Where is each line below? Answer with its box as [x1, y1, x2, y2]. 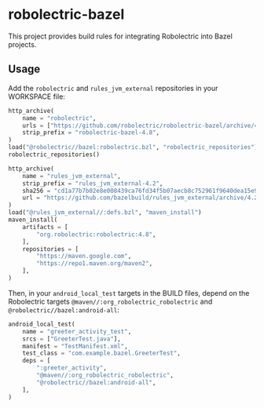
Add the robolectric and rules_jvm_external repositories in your [8, 83, 218, 93]
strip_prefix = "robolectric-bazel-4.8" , [22, 129, 159, 137]
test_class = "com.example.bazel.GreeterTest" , [22, 349, 181, 358]
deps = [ [22, 357, 51, 365]
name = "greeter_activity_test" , [22, 327, 132, 335]
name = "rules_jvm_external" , [22, 172, 122, 180]
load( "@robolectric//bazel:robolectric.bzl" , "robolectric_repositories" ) [8, 144, 258, 151]
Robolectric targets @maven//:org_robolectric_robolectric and [8, 297, 213, 306]
